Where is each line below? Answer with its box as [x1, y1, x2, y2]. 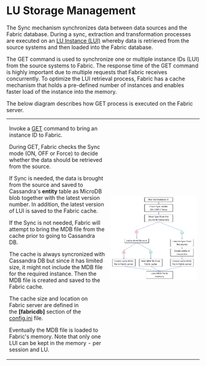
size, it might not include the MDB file [9, 263, 103, 270]
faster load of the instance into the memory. [6, 88, 117, 95]
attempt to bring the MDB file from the [9, 225, 105, 233]
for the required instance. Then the [9, 270, 97, 277]
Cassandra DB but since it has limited [9, 257, 103, 264]
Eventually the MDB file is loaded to [9, 326, 99, 334]
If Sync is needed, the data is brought [9, 174, 104, 181]
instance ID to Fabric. [9, 131, 63, 139]
